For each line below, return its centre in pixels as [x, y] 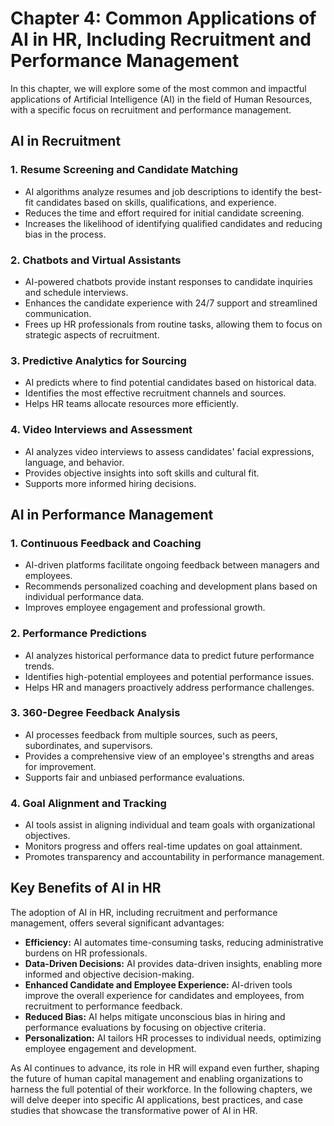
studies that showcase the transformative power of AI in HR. [134, 1110]
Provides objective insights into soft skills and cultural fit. [142, 473]
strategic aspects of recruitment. [92, 334]
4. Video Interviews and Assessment [101, 430]
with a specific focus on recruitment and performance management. [151, 109]
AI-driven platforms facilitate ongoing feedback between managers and [172, 565]
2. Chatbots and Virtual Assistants [96, 260]
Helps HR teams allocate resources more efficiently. [131, 404]
